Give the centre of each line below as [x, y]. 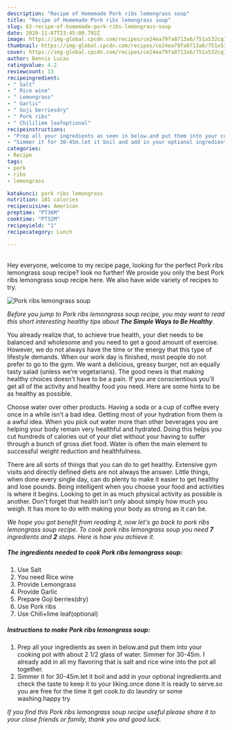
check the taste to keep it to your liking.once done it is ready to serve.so [120, 684]
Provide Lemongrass [47, 585]
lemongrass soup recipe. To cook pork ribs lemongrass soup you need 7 [110, 529]
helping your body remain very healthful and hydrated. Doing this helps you [115, 429]
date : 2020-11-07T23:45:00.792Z [54, 33]
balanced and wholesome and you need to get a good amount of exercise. [113, 342]
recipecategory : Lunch [40, 232]
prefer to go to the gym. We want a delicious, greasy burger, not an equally [114, 364]
